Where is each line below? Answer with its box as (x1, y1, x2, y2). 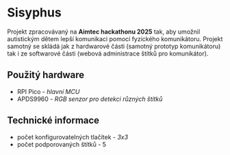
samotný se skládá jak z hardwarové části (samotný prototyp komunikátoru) (7, 42, 221, 50)
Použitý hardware (7, 69, 84, 81)
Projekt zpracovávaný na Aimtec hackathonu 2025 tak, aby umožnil (7, 27, 201, 36)
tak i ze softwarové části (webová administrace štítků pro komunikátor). (7, 49, 209, 58)
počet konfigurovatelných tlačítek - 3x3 (16, 132, 129, 141)
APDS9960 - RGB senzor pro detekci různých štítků (16, 95, 163, 103)
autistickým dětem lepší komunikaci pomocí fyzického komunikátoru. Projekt (7, 34, 223, 43)
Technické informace (7, 115, 100, 126)
